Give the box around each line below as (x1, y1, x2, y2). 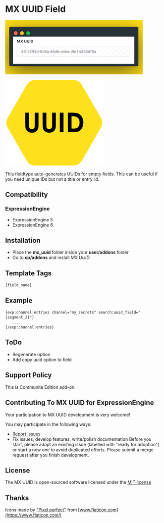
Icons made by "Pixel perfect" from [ (5, 507, 80, 513)
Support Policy (5, 371, 52, 379)
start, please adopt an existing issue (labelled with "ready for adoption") (12, 441, 160, 447)
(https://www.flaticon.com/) (5, 512, 62, 518)
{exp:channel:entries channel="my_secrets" (5, 310, 97, 315)
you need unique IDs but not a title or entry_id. (5, 176, 100, 182)
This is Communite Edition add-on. (5, 384, 76, 390)
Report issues (12, 431, 41, 437)
